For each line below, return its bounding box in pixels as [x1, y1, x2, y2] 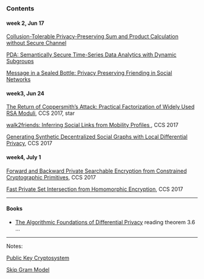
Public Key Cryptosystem [6, 254, 70, 261]
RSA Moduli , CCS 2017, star [6, 109, 75, 117]
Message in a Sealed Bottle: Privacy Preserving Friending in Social [6, 69, 172, 77]
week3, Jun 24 [6, 89, 44, 97]
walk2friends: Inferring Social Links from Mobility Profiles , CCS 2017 [6, 122, 179, 129]
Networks [6, 76, 31, 83]
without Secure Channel [6, 40, 67, 47]
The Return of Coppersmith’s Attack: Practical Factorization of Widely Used [6, 103, 195, 111]
